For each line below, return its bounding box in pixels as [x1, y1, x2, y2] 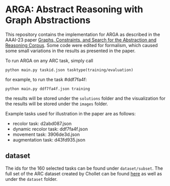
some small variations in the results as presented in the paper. [5, 48, 136, 54]
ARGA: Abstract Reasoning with [5, 4, 143, 15]
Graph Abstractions [5, 14, 91, 26]
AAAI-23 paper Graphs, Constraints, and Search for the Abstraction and [5, 37, 157, 43]
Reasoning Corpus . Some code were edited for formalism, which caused [5, 42, 158, 48]
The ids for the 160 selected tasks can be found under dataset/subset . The [5, 165, 163, 171]
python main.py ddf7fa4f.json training [5, 86, 90, 91]
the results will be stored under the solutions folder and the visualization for [5, 95, 166, 101]
